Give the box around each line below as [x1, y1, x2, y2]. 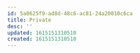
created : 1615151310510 [7, 36, 77, 43]
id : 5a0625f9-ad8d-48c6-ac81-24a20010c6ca [7, 10, 133, 17]
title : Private [7, 17, 52, 23]
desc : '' [7, 23, 33, 30]
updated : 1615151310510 [7, 29, 77, 36]
